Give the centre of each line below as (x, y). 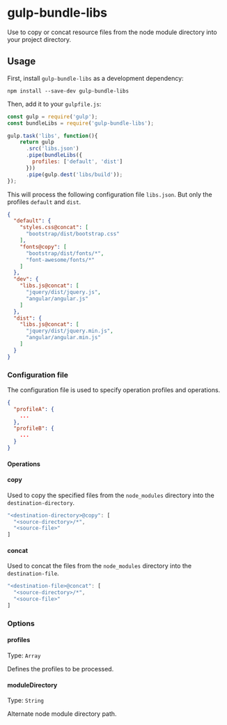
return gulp (37, 142)
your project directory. (39, 39)
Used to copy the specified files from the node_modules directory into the (111, 495)
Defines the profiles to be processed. (61, 669)
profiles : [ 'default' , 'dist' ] (78, 162)
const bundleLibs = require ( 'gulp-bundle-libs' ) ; (81, 123)
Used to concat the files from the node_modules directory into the (100, 566)
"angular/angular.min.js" (63, 338)
